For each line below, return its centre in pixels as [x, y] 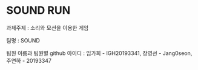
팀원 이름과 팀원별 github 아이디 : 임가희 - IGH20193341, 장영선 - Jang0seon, [99, 53]
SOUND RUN [38, 10]
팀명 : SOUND [23, 40]
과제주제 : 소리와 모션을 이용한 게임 [48, 28]
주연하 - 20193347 [29, 60]
